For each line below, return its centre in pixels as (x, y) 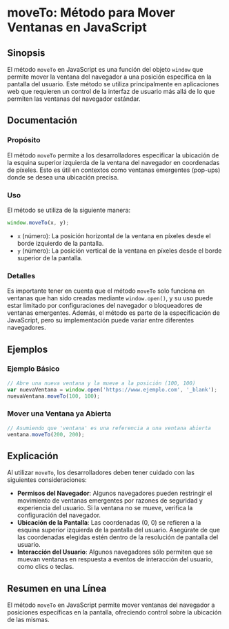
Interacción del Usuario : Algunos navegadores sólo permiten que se (114, 552)
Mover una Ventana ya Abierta (59, 414)
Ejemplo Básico (33, 369)
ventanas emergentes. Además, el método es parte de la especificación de (114, 313)
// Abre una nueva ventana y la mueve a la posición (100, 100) (101, 383)
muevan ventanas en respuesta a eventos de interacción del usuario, (115, 559)
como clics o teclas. (46, 567)
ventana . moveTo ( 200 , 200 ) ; (46, 434)
